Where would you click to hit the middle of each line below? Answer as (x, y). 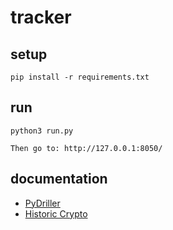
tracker (41, 17)
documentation (59, 179)
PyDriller (42, 203)
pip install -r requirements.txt (80, 77)
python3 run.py (42, 131)
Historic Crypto (56, 213)
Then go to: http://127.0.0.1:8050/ (86, 148)
